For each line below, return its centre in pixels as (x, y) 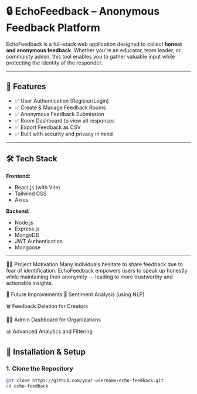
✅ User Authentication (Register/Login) (62, 101)
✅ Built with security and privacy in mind (64, 134)
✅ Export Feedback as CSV (47, 127)
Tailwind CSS (30, 193)
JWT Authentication (39, 241)
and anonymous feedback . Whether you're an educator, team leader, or (94, 50)
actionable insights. (30, 283)
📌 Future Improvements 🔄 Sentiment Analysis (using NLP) (75, 294)
